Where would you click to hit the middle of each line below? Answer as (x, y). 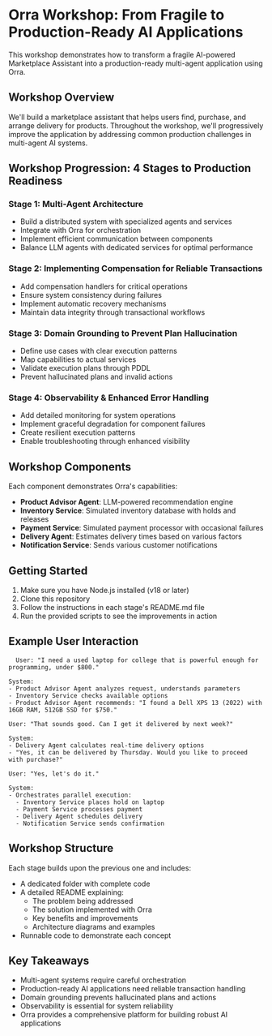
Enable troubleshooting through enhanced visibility (105, 441)
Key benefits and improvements (85, 918)
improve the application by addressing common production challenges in (130, 134)
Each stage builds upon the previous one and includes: (100, 868)
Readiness (36, 181)
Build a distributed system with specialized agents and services (126, 221)
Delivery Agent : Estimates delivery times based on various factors (131, 536)
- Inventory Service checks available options (88, 695)
